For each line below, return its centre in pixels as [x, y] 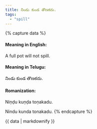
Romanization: [21, 91]
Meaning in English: [26, 44]
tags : [11, 14]
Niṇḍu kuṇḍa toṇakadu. [29, 102]
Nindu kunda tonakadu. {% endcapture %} [49, 111]
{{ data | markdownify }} [30, 121]
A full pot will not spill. [28, 56]
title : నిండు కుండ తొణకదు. [31, 10]
